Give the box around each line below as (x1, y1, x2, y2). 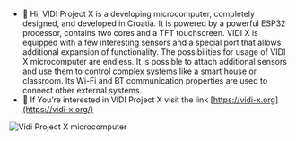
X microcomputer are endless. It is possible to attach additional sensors (22, 57, 287, 66)
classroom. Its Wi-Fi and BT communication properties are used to (22, 75, 268, 85)
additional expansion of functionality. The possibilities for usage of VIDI (22, 47, 286, 57)
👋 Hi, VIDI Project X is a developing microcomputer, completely (22, 9, 256, 19)
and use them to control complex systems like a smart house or (22, 66, 257, 76)
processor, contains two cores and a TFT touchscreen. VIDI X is (22, 28, 258, 38)
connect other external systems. (22, 85, 143, 95)
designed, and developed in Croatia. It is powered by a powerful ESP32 (22, 18, 286, 29)
